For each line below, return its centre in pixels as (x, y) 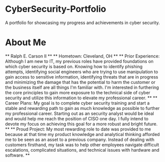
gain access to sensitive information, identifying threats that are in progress (82, 77)
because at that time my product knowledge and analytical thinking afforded (82, 134)
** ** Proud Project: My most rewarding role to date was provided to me (78, 129)
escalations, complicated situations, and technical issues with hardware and (82, 150)
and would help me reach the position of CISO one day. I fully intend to (77, 118)
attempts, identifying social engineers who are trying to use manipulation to (82, 72)
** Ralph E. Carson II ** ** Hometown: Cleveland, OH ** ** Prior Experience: (82, 56)
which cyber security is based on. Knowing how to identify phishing (74, 66)
